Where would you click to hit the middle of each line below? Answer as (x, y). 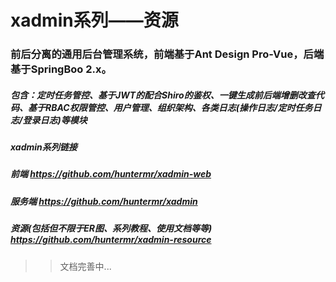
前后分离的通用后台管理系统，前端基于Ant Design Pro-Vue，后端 (167, 54)
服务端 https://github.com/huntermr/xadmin (104, 201)
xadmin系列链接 (44, 147)
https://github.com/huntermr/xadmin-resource (111, 240)
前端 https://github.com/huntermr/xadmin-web (111, 174)
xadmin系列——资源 (94, 20)
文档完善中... (85, 266)
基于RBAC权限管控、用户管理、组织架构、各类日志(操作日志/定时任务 (170, 107)
